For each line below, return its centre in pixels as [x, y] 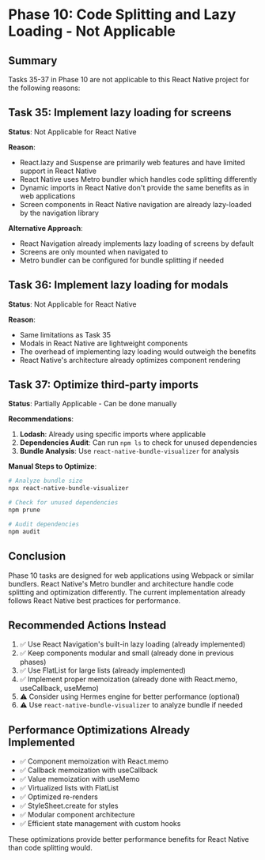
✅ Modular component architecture [78, 815]
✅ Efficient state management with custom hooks [100, 824]
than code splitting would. [50, 848]
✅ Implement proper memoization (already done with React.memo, [129, 679]
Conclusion [37, 556]
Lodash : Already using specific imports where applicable [113, 434]
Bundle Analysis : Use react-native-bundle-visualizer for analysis [129, 451]
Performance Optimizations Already [99, 730]
